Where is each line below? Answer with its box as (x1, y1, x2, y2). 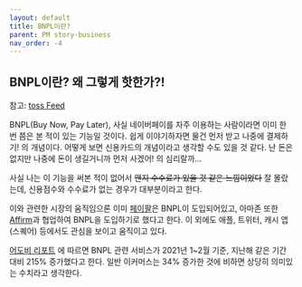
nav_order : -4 (9, 38, 63, 48)
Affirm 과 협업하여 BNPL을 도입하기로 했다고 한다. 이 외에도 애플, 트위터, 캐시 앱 (9, 215, 289, 225)
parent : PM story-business (9, 30, 111, 39)
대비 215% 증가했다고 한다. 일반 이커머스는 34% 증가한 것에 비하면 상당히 (9, 256, 269, 267)
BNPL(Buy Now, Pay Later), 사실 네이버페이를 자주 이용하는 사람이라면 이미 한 (9, 120, 288, 130)
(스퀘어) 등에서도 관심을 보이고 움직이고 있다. (9, 225, 167, 236)
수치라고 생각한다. (18, 268, 82, 279)
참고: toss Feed (9, 100, 65, 111)
